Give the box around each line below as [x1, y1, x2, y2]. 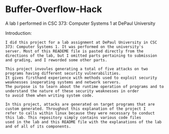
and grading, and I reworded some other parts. [5, 57, 108, 63]
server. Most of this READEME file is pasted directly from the [5, 49, 144, 54]
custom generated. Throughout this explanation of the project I [5, 106, 146, 111]
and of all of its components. [5, 124, 71, 129]
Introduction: [5, 30, 32, 36]
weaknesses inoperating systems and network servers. [5, 79, 121, 84]
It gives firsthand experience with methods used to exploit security [5, 75, 157, 80]
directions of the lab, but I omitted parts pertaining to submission [5, 53, 157, 58]
